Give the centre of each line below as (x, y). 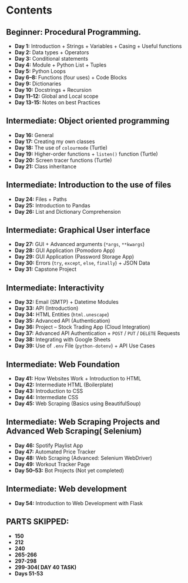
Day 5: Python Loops (40, 71)
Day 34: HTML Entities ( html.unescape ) (62, 314)
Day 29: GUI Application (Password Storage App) (74, 257)
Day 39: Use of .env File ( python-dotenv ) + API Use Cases (85, 346)
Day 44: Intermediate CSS (46, 397)
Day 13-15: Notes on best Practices (58, 102)
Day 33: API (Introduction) (46, 308)
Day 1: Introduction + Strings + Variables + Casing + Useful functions (98, 46)
